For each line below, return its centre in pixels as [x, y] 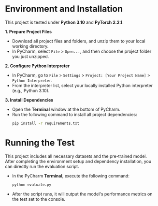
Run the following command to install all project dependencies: [74, 114]
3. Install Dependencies [29, 100]
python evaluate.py [32, 185]
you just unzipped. [30, 56]
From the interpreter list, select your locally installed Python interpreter [82, 85]
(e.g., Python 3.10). [31, 90]
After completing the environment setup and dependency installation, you [78, 161]
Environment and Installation [64, 9]
